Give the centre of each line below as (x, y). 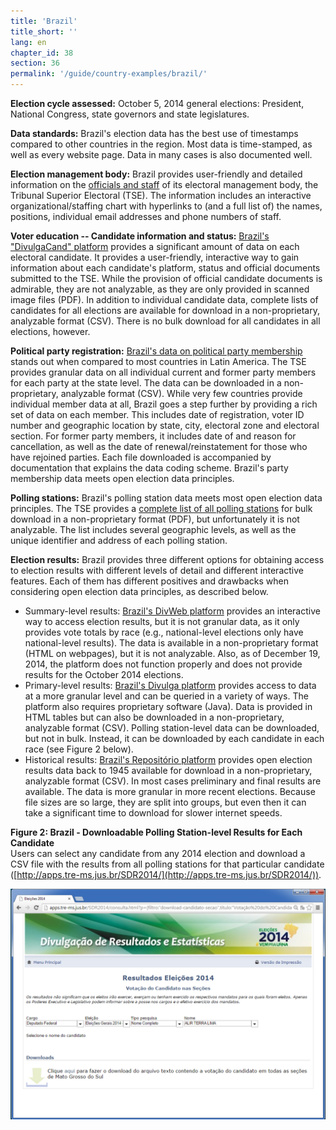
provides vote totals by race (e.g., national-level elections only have (164, 632)
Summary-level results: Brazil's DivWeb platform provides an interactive (172, 611)
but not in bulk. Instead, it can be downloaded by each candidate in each (174, 738)
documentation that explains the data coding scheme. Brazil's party (149, 468)
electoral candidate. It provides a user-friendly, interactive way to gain (155, 257)
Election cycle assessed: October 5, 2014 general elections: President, (157, 103)
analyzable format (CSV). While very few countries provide (181, 393)
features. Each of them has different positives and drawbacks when (149, 581)
